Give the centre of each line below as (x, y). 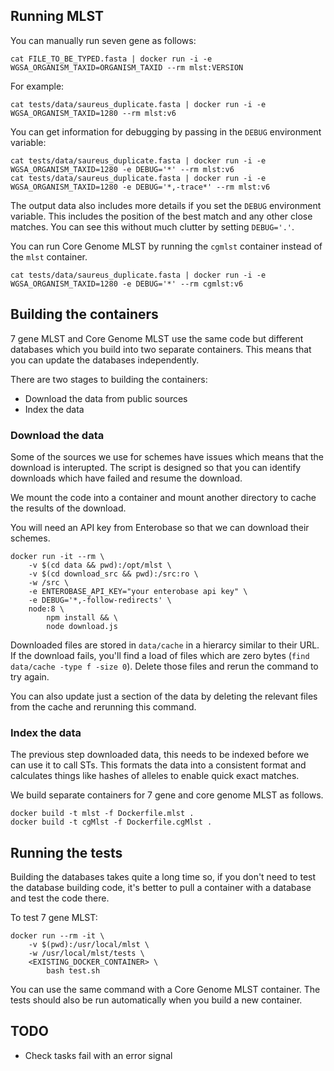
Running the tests (66, 852)
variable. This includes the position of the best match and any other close (161, 216)
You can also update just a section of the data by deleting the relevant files (164, 696)
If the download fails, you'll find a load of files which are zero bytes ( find (160, 655)
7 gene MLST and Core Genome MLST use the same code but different (157, 338)
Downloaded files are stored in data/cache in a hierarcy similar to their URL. (165, 645)
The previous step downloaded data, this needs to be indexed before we (160, 755)
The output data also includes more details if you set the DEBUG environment (166, 205)
